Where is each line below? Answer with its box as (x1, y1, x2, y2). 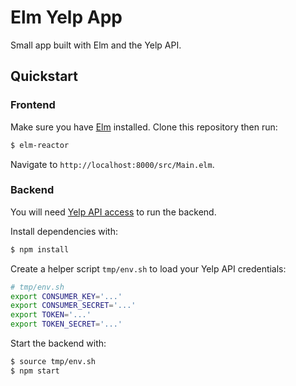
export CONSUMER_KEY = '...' (10, 291, 123, 301)
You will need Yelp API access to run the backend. (10, 206, 217, 218)
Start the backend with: (10, 337, 107, 350)
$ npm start (10, 366, 60, 376)
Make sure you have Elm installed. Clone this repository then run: (10, 121, 278, 133)
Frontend (10, 98, 56, 112)
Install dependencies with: (10, 225, 119, 237)
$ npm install (10, 244, 70, 255)
